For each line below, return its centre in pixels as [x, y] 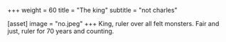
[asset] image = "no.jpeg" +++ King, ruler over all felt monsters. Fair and [113, 23]
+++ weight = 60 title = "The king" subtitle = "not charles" [92, 10]
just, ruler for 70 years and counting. [61, 31]
